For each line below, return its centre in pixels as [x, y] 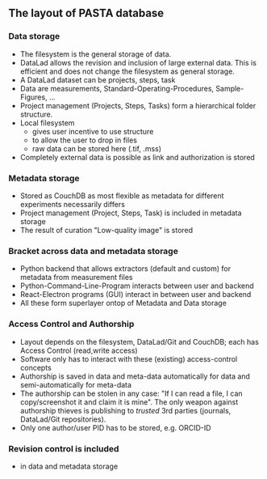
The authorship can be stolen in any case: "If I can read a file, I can [131, 393]
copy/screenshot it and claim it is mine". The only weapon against [129, 402]
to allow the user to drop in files [84, 140]
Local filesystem [47, 123]
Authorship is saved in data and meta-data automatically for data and [135, 376]
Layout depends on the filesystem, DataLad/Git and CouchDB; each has [140, 341]
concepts [36, 367]
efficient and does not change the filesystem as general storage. [127, 71]
